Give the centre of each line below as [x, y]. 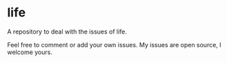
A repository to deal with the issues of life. [67, 32]
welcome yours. [30, 52]
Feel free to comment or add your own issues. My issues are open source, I [115, 45]
